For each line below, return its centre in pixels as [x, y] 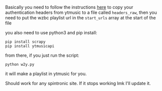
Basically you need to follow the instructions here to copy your [69, 7]
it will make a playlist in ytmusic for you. [46, 74]
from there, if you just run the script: [42, 55]
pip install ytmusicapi [30, 46]
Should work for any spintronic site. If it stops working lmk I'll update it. [78, 83]
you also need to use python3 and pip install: [51, 33]
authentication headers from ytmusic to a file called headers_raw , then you [81, 12]
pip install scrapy [25, 42]
